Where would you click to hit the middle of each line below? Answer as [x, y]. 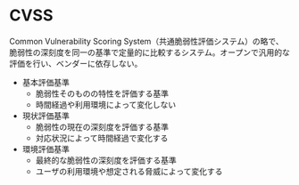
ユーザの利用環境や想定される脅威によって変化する [129, 171]
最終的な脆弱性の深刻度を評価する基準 [106, 160]
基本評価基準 [46, 82]
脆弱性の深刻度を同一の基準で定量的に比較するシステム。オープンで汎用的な [149, 52]
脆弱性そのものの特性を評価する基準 [102, 93]
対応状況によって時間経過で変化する [102, 138]
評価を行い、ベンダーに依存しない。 [76, 63]
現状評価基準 [46, 116]
